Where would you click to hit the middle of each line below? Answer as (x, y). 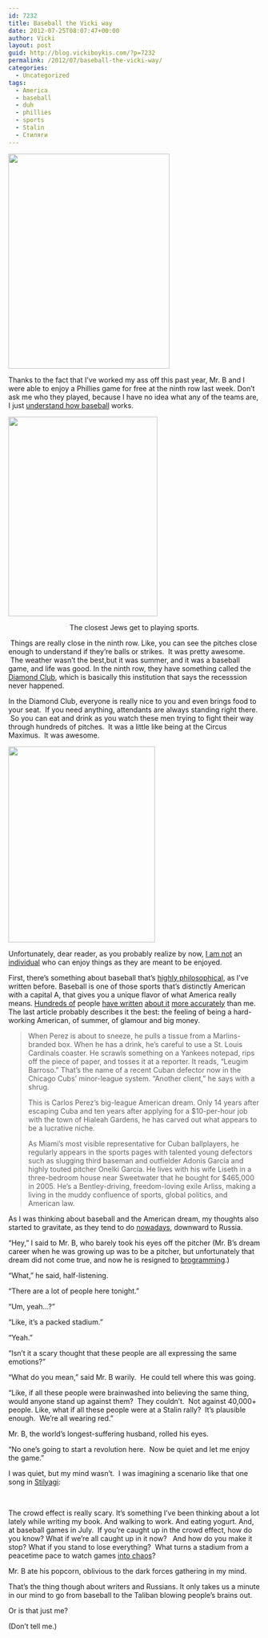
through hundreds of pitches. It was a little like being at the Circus (118, 726)
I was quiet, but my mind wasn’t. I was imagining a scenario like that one (128, 1473)
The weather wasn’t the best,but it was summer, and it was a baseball (125, 660)
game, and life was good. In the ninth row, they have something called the (130, 668)
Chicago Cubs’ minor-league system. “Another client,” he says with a (141, 1078)
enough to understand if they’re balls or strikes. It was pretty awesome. (127, 651)
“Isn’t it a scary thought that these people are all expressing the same (123, 1353)
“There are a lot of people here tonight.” (74, 1291)
